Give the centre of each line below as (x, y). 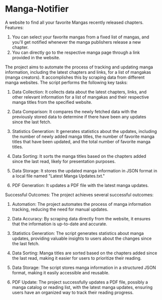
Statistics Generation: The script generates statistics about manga (78, 233)
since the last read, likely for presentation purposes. (64, 161)
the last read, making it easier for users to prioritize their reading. (77, 258)
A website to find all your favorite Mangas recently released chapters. (74, 22)
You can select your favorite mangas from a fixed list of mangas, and (81, 37)
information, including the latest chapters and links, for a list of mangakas (78, 72)
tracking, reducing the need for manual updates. (60, 209)
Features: (15, 27)
